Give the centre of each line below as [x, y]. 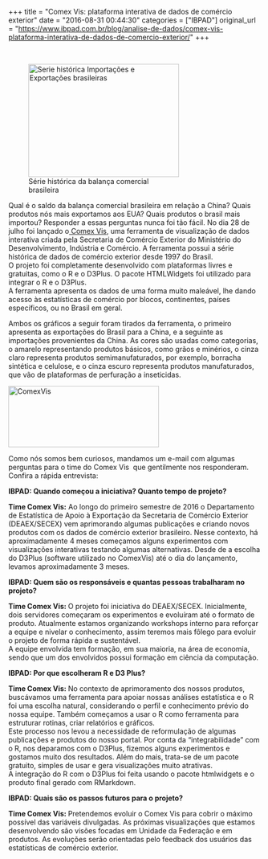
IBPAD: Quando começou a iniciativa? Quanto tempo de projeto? [118, 491]
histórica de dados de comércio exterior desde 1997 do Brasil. [111, 257]
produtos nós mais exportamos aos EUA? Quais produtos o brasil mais [124, 214]
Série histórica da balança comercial [89, 181]
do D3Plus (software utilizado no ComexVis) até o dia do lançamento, [123, 558]
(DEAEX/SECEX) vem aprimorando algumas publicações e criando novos [129, 524]
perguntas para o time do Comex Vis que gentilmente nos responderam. [129, 467]
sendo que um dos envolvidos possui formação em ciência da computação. [134, 657]
